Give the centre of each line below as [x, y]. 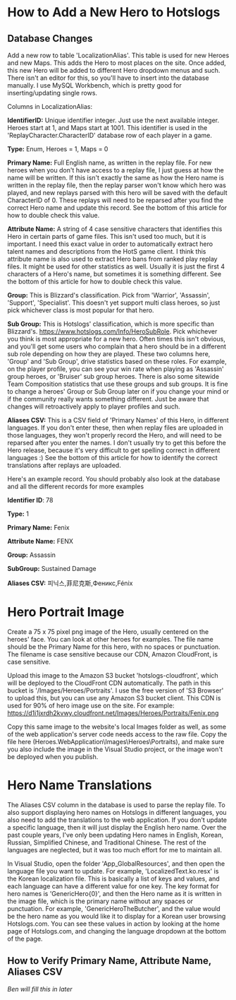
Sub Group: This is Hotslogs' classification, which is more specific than [111, 324]
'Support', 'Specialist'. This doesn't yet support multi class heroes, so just [114, 302]
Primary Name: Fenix [38, 528]
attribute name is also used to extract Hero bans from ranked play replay [112, 259]
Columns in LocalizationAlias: [50, 106]
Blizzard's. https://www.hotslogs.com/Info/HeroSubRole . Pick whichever [112, 331]
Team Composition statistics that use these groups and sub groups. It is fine [118, 384]
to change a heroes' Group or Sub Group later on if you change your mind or [118, 392]
